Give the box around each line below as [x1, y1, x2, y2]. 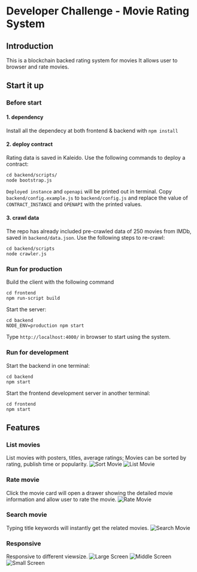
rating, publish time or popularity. [6, 461, 88, 468]
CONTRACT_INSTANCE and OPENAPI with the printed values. [6, 200, 143, 208]
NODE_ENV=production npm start [6, 323, 84, 329]
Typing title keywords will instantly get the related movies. [6, 524, 149, 531]
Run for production [6, 264, 63, 273]
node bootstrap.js [6, 177, 52, 183]
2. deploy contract [6, 141, 53, 148]
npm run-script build [6, 296, 60, 302]
